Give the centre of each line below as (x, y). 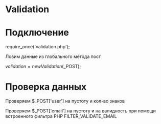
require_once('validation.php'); (38, 47)
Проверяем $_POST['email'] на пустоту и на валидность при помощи (80, 111)
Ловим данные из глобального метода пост (53, 56)
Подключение (37, 33)
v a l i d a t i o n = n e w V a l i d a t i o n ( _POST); (43, 67)
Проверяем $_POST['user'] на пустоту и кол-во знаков (65, 101)
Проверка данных (46, 87)
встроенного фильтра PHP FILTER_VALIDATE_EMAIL (61, 116)
